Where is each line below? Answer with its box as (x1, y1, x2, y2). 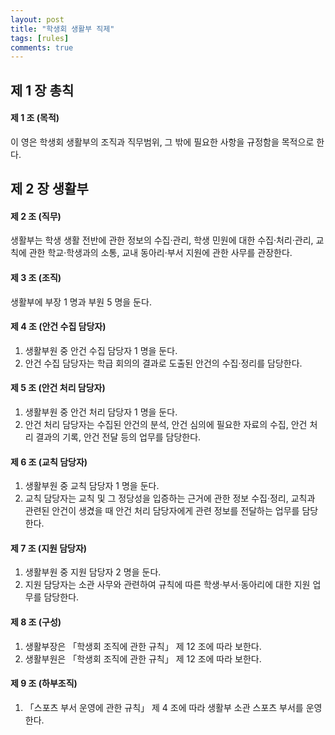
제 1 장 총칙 (10, 82, 75, 99)
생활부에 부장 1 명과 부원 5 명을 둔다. (10, 296, 152, 308)
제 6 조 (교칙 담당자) (10, 456, 88, 468)
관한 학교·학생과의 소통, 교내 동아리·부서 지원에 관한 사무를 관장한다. (28, 247, 293, 259)
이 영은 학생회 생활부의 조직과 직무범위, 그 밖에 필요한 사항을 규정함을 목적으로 (10, 136, 315, 148)
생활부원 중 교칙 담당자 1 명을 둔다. (24, 480, 160, 492)
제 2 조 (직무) (10, 210, 62, 222)
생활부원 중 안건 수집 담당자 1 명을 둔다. (24, 344, 178, 356)
